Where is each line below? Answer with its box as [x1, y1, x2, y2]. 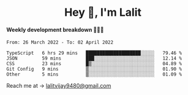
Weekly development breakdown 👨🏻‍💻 [6, 26, 104, 33]
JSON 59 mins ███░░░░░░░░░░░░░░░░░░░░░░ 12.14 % [6, 55, 182, 62]
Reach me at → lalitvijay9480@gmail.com [6, 82, 111, 90]
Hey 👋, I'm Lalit [64, 5, 142, 19]
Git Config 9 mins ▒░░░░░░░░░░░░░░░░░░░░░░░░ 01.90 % [6, 66, 182, 72]
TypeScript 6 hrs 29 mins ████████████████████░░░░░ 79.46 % [6, 50, 182, 57]
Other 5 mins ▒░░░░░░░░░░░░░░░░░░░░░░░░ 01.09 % [6, 71, 182, 78]
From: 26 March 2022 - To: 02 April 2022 [6, 40, 114, 46]
